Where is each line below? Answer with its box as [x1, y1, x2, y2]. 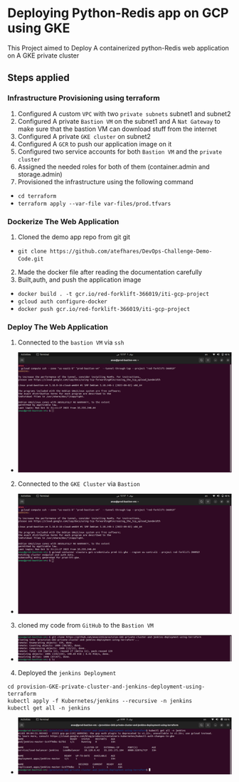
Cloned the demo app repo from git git [17, 233, 130, 241]
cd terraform [17, 192, 57, 200]
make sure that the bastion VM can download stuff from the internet [17, 125, 217, 133]
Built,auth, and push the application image [17, 275, 142, 284]
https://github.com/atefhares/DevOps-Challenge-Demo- [49, 248, 213, 255]
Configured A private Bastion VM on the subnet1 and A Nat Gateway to [17, 117, 221, 125]
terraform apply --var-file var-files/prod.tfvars [17, 200, 171, 207]
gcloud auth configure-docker [17, 297, 108, 305]
